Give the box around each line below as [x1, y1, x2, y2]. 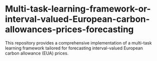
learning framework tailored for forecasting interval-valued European [5, 45, 143, 51]
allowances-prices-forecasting [5, 24, 134, 35]
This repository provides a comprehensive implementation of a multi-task [5, 40, 152, 46]
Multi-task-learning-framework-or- [5, 3, 151, 15]
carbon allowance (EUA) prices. [5, 50, 69, 56]
